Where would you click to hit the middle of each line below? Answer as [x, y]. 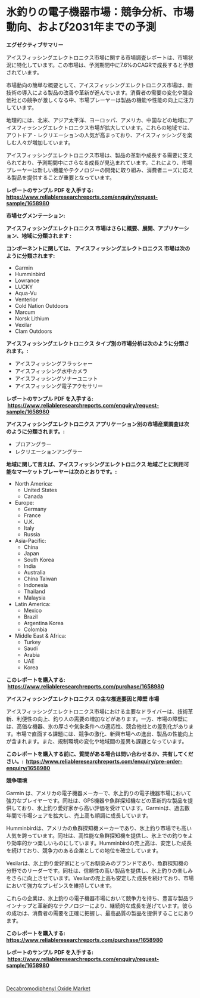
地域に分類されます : [47, 236]
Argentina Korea [43, 623]
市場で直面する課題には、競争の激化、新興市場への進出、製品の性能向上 [104, 734]
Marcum [25, 312]
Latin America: [32, 604]
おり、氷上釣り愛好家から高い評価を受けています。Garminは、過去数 [106, 808]
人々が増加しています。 [45, 142]
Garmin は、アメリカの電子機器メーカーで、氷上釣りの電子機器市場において [99, 793]
